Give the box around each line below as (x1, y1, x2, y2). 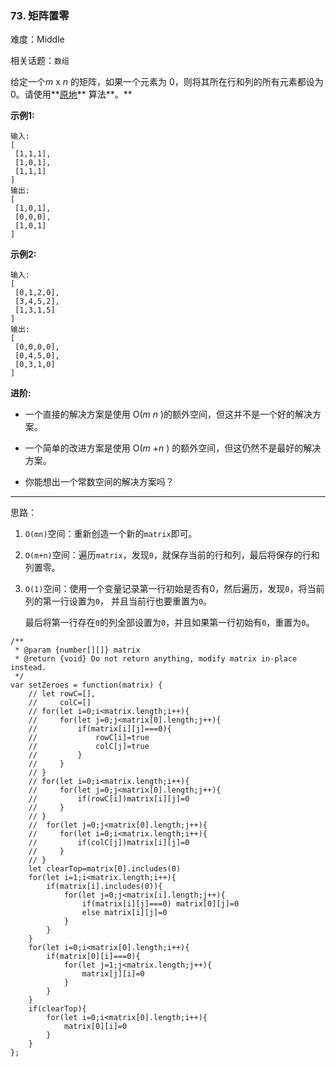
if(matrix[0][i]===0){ (46, 952, 141, 962)
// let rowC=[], (28, 689, 97, 699)
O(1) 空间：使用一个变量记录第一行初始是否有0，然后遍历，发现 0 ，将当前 (24, 583, 325, 595)
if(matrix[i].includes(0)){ (46, 882, 163, 892)
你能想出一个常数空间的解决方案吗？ (24, 476, 175, 488)
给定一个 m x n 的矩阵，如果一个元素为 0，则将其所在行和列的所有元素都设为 (10, 76, 324, 88)
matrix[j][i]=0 (81, 969, 145, 979)
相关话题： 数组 (10, 55, 70, 67)
